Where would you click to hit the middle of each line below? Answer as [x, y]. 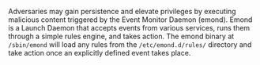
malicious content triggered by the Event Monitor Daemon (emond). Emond [130, 20]
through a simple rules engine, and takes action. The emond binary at [121, 36]
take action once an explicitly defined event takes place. [100, 53]
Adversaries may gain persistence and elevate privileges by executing [122, 11]
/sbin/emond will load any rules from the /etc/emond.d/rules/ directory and [130, 45]
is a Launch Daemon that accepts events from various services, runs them [129, 28]
